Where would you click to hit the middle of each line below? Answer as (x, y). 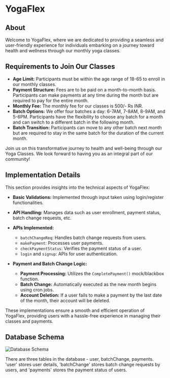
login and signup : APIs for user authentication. (69, 254)
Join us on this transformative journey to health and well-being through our (84, 148)
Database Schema (35, 337)
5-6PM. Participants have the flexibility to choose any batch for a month (88, 117)
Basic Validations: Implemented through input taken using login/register (88, 197)
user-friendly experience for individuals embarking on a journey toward (80, 45)
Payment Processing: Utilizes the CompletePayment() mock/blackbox (92, 273)
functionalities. (28, 202)
